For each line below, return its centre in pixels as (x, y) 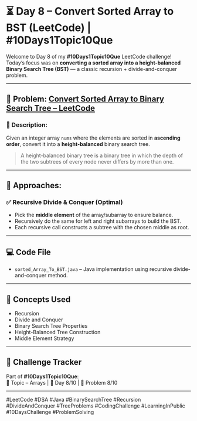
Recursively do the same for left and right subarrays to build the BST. (98, 221)
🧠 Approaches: (34, 186)
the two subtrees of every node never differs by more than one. (97, 161)
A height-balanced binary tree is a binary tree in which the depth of (102, 155)
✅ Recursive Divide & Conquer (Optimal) (64, 202)
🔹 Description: (27, 125)
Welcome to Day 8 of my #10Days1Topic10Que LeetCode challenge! (89, 56)
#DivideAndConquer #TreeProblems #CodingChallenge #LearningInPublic (96, 406)
